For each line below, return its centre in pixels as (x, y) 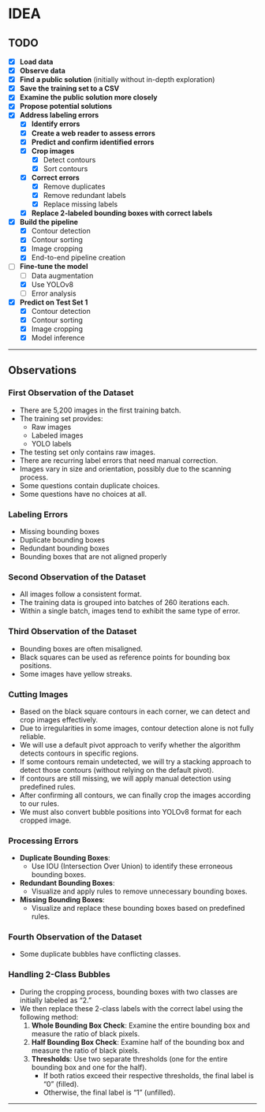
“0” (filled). (61, 1084)
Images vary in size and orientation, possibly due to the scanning (125, 468)
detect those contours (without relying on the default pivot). (117, 770)
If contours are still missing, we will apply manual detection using (125, 778)
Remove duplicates (74, 186)
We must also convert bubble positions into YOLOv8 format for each (131, 812)
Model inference (58, 338)
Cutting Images (38, 694)
